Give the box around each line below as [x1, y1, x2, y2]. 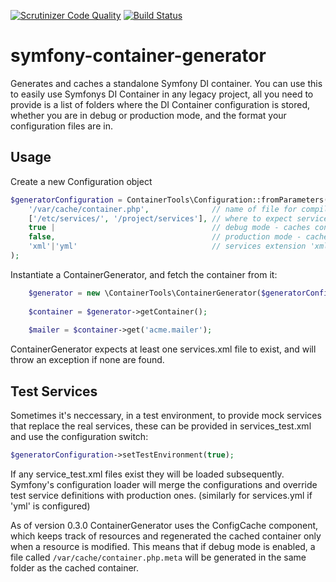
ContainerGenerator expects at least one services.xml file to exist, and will [10, 343, 317, 355]
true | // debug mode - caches [28, 223, 311, 233]
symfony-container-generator [10, 45, 267, 67]
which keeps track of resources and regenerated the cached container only [10, 530, 322, 542]
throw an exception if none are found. [10, 354, 165, 366]
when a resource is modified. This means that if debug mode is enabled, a [10, 540, 316, 552]
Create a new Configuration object [10, 175, 153, 187]
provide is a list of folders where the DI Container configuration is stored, [10, 98, 311, 110]
